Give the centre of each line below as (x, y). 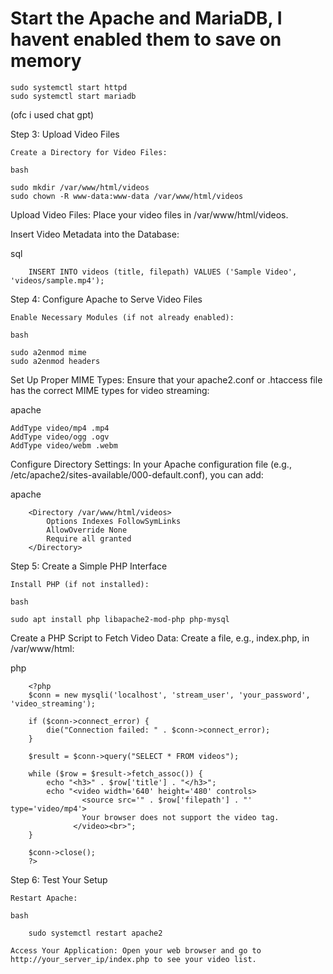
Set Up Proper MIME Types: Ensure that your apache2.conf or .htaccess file (166, 379)
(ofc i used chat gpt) (52, 114)
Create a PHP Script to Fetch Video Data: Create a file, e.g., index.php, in (160, 638)
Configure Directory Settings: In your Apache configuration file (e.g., (151, 464)
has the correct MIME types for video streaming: (110, 390)
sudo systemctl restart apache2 (95, 933)
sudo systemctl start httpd (69, 87)
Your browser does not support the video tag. (180, 817)
